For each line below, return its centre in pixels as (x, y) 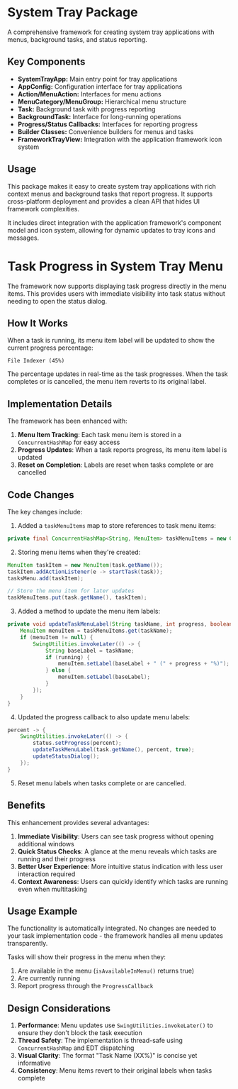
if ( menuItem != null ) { (57, 637)
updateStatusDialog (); (66, 756)
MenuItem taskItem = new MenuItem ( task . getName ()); (85, 565)
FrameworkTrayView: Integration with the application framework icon (120, 139)
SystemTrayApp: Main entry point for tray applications (97, 79)
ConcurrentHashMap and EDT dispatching (76, 1048)
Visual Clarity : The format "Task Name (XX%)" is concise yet (107, 1056)
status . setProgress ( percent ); (77, 743)
